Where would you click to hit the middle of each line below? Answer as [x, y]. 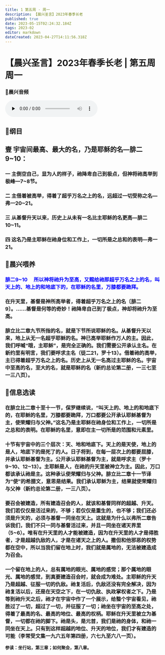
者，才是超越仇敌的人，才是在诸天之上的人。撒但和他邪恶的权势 [81, 540]
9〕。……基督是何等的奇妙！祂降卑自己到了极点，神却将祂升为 [79, 309]
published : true [22, 19]
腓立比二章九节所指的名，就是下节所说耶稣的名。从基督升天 [76, 331]
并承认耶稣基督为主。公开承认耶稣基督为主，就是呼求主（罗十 [78, 459]
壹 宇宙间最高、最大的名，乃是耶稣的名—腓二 [74, 150]
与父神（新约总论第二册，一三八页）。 [49, 489]
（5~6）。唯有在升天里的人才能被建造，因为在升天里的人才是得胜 [82, 533]
